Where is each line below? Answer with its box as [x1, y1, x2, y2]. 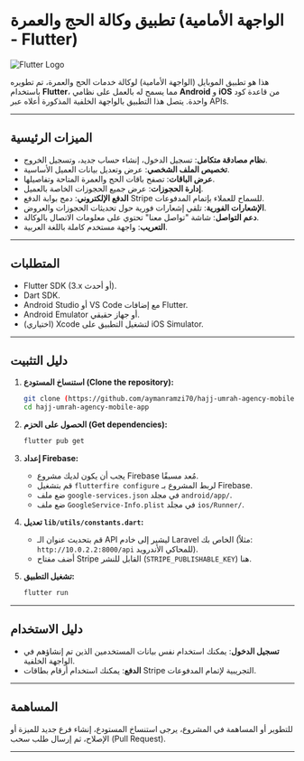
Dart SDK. [23, 290, 61, 301]
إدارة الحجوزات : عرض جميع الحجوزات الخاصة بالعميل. [23, 182, 204, 194]
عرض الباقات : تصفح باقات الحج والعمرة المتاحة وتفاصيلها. [23, 173, 216, 184]
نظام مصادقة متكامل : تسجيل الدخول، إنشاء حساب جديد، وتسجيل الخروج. [23, 154, 269, 165]
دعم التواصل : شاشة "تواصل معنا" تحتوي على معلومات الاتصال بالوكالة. [23, 211, 260, 222]
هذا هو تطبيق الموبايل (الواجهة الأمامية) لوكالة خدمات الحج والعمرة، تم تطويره [10, 76, 270, 87]
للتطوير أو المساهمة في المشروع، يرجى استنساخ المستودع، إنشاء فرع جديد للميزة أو [10, 723, 293, 734]
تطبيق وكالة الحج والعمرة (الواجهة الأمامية [10, 10, 285, 31]
